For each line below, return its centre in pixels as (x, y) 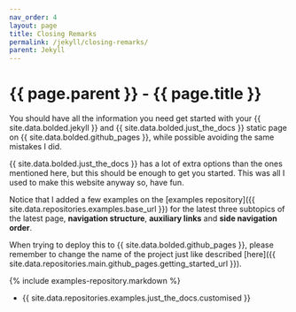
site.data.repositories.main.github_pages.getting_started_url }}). (125, 264)
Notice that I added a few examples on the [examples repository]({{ (132, 200)
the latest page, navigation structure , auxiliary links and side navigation (143, 218)
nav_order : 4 (33, 17)
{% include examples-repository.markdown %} (95, 281)
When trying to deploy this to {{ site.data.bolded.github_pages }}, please (142, 245)
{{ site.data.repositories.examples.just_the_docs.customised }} (136, 298)
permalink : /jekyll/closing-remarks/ (79, 42)
